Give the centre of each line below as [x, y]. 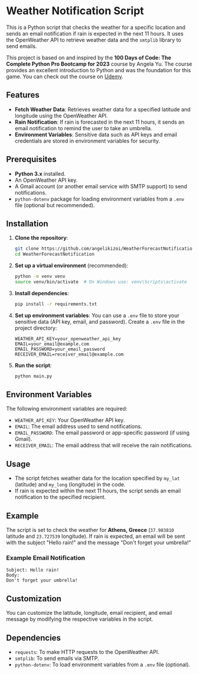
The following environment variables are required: [67, 409]
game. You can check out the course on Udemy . [65, 76]
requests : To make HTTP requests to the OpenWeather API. [87, 652]
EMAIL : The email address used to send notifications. [78, 427]
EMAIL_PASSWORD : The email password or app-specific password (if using [102, 433]
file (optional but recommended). [55, 205]
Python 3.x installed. [40, 173]
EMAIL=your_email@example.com [52, 344]
